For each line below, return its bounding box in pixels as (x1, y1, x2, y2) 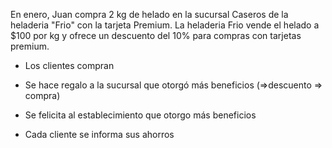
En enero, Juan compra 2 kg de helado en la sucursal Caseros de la (10, 9, 289, 20)
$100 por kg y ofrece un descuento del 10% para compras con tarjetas (10, 30, 302, 41)
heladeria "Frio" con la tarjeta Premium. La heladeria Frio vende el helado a (10, 19, 320, 31)
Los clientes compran (24, 60, 115, 71)
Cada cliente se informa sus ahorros (24, 129, 175, 140)
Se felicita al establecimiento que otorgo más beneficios (24, 109, 257, 121)
